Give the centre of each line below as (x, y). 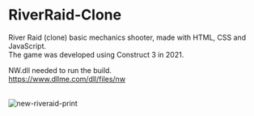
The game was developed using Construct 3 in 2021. (96, 54)
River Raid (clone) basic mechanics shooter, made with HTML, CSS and (127, 37)
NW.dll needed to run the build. (60, 70)
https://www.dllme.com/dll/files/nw (67, 79)
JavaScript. (28, 45)
